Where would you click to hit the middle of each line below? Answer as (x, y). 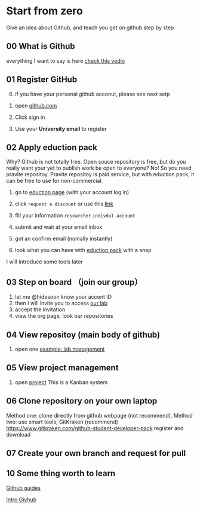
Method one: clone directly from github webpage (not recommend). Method (99, 415)
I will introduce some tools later (45, 262)
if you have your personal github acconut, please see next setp (92, 94)
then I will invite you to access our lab (61, 303)
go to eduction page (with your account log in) (72, 192)
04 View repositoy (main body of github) (83, 335)
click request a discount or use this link (64, 204)
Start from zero (45, 11)
